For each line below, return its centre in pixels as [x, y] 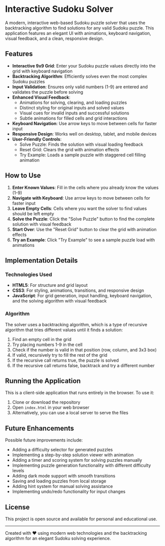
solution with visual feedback [42, 224]
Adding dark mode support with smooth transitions [64, 476]
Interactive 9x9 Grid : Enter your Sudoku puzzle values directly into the [84, 66]
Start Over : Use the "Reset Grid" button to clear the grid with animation [84, 229]
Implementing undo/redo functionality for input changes [69, 492]
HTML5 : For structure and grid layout [50, 285]
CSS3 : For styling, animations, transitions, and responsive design [78, 290]
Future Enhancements [40, 428]
